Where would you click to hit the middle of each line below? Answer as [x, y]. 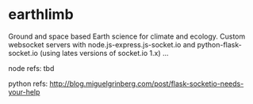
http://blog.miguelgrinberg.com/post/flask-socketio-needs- [147, 84]
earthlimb [41, 15]
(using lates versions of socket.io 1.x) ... [104, 53]
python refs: [28, 84]
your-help [24, 91]
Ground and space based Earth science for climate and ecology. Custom [127, 36]
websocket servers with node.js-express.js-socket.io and [102, 44]
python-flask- [219, 44]
